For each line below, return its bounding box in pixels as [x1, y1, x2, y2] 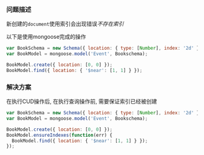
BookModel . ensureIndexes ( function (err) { [6, 132, 113, 138]
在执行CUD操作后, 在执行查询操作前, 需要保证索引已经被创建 [6, 98, 157, 105]
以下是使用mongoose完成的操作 [6, 33, 86, 41]
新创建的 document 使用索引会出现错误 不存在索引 [6, 20, 124, 28]
